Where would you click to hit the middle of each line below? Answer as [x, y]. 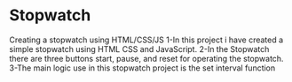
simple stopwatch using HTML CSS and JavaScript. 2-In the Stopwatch [139, 48]
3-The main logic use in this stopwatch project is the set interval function [142, 68]
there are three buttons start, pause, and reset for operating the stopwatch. [146, 58]
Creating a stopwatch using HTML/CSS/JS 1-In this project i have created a [146, 40]
